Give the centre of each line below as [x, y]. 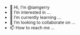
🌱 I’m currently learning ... [35, 17]
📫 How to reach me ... [32, 28]
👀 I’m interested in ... [30, 12]
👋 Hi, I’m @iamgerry [30, 7]
